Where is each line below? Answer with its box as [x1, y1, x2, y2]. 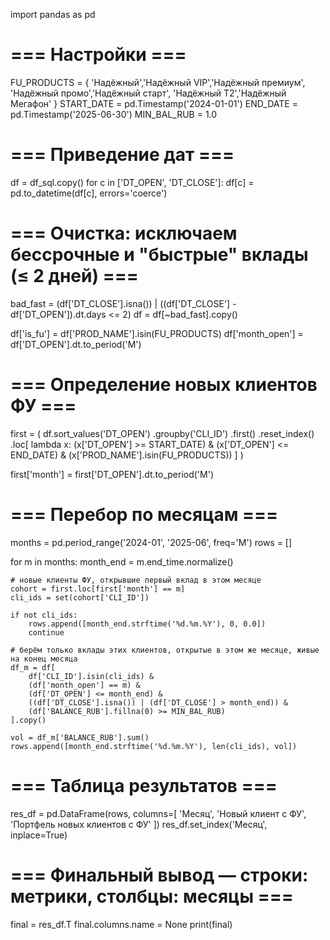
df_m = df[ [10, 662, 56, 673]
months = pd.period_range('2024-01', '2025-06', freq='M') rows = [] [10, 536, 293, 548]
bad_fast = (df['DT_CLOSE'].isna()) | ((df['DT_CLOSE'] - [10, 297, 237, 309]
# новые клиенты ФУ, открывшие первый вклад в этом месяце [10, 575, 262, 585]
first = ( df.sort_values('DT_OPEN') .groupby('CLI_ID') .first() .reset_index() [10, 427, 315, 439]
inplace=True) [10, 829, 68, 841]
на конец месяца [10, 654, 78, 664]
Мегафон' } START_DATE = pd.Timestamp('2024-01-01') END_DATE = [10, 97, 298, 109]
